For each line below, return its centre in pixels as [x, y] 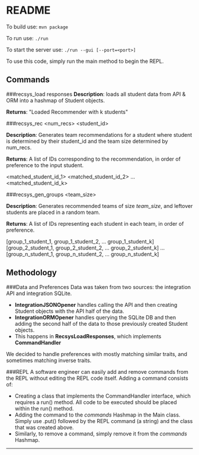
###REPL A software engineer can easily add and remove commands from [97, 371]
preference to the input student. [45, 165]
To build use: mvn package [37, 27]
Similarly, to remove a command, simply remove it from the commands [101, 434]
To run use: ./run [27, 38]
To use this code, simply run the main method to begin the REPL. [85, 61]
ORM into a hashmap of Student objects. [56, 100]
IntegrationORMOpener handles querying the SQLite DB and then [95, 317]
